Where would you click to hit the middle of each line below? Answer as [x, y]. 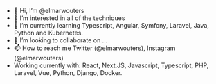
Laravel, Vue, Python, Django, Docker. [68, 73]
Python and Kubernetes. [48, 33]
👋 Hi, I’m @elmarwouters [49, 11]
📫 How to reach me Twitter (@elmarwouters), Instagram [94, 48]
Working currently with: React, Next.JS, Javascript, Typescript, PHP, [111, 65]
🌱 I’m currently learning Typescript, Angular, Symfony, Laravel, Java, [111, 25]
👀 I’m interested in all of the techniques [69, 18]
